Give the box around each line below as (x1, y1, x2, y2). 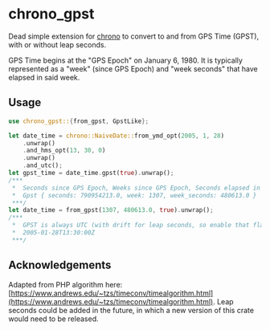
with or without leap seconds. (8, 39, 107, 49)
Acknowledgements (8, 259, 112, 272)
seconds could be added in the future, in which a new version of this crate (8, 305, 255, 315)
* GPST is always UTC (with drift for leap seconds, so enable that (11, 222, 250, 230)
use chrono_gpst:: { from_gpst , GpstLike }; (8, 117, 149, 125)
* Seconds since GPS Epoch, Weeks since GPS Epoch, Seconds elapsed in (11, 184, 261, 192)
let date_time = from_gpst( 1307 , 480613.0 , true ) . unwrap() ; (8, 206, 215, 214)
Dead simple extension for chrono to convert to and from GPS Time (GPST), (8, 31, 260, 41)
